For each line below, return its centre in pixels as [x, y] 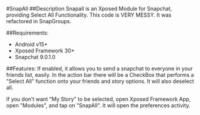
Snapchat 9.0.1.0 [35, 57]
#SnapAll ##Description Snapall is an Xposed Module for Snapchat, [89, 9]
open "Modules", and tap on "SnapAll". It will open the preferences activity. [99, 105]
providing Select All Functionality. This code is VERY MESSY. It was [89, 15]
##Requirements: [27, 33]
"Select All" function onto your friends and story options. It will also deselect [100, 81]
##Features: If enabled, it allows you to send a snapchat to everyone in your [99, 69]
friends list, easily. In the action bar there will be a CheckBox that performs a [100, 75]
